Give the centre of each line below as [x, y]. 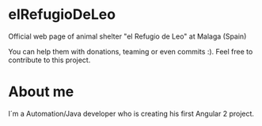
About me [41, 92]
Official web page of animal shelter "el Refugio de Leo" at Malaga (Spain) [127, 36]
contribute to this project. [49, 60]
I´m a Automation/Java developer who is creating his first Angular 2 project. [131, 113]
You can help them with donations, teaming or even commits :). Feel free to [131, 51]
